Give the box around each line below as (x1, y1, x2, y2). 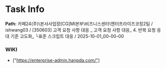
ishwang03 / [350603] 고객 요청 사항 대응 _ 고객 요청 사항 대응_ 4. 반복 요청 (5, 26, 156, 33)
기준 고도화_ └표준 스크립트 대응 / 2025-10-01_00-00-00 (10, 33, 124, 39)
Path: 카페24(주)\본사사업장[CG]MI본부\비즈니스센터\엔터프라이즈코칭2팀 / (5, 20, 153, 26)
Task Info (5, 3, 45, 15)
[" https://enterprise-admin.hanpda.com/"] (12, 57, 100, 63)
